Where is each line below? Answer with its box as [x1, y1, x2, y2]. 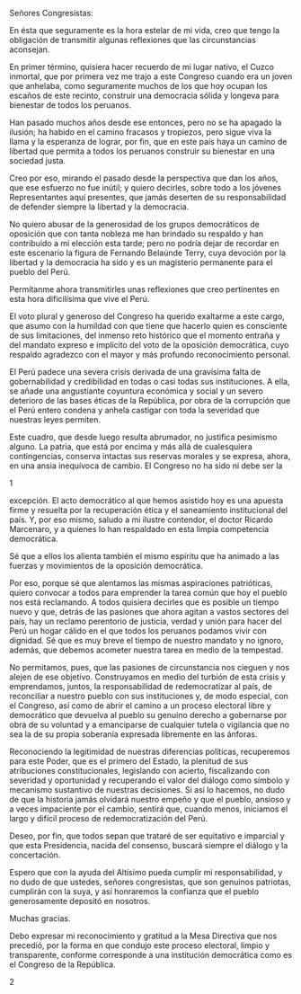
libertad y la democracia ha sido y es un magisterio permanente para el [9, 257, 273, 268]
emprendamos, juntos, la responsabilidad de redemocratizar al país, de [9, 681, 272, 691]
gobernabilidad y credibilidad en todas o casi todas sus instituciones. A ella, [9, 377, 290, 386]
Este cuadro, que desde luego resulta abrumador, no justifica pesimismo [9, 431, 278, 442]
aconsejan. [9, 44, 50, 55]
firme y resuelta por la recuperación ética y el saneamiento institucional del [9, 505, 288, 515]
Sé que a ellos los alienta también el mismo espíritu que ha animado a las [9, 551, 280, 561]
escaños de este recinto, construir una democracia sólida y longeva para [9, 90, 279, 101]
